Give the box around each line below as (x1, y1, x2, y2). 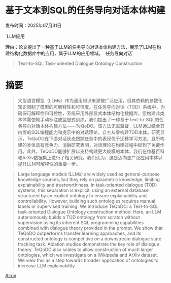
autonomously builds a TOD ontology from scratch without (17, 214, 141, 220)
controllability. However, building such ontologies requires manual (17, 198, 156, 204)
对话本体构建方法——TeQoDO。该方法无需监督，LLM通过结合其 (31, 123, 165, 129)
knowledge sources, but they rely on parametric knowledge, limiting (17, 176, 160, 183)
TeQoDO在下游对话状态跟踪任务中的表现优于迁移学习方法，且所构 (26, 135, 165, 141)
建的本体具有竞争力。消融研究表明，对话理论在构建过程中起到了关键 (17, 141, 160, 148)
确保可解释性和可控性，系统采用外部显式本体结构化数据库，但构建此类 (17, 110, 165, 116)
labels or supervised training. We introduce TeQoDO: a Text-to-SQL (17, 203, 159, 209)
